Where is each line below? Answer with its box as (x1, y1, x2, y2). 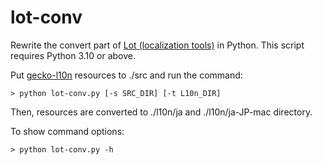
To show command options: (10, 125, 125, 137)
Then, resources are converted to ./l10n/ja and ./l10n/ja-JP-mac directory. (10, 106, 313, 118)
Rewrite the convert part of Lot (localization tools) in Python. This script (10, 39, 305, 51)
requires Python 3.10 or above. (10, 49, 137, 61)
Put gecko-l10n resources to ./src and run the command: (10, 69, 243, 81)
